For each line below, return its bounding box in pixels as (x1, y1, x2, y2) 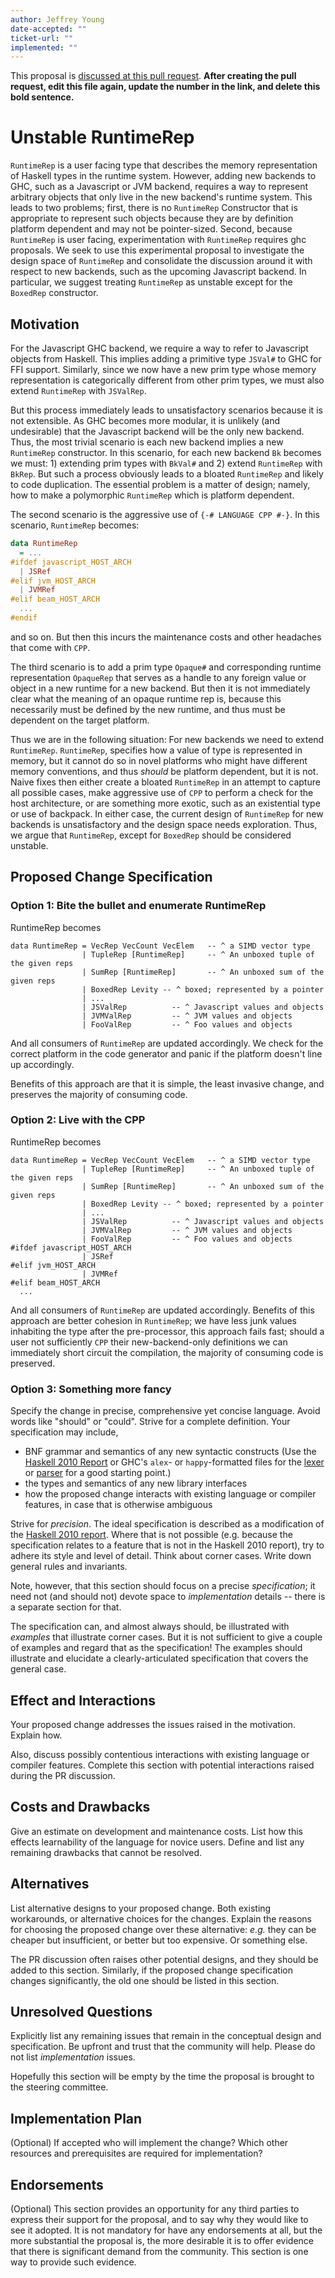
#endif (10, 613, 38, 623)
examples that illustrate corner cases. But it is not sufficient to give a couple (10, 1631, 323, 1643)
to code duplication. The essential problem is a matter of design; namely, (10, 479, 311, 490)
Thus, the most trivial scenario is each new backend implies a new (10, 436, 284, 448)
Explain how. (10, 1729, 63, 1741)
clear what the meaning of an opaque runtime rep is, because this (10, 692, 282, 705)
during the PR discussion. (10, 1769, 116, 1781)
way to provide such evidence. (10, 2256, 137, 2268)
